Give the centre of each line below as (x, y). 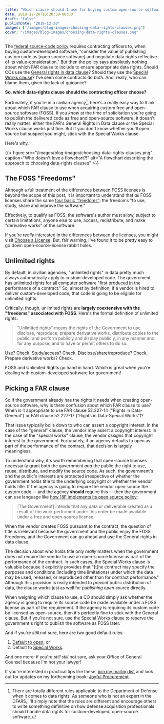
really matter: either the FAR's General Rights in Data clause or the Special (79, 123)
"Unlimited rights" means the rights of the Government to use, (79, 328)
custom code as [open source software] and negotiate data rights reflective (81, 57)
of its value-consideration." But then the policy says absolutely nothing (76, 62)
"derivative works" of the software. (40, 226)
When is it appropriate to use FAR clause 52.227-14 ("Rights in (68, 410)
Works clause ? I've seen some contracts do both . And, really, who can (76, 77)
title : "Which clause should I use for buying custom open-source (74, 10)
